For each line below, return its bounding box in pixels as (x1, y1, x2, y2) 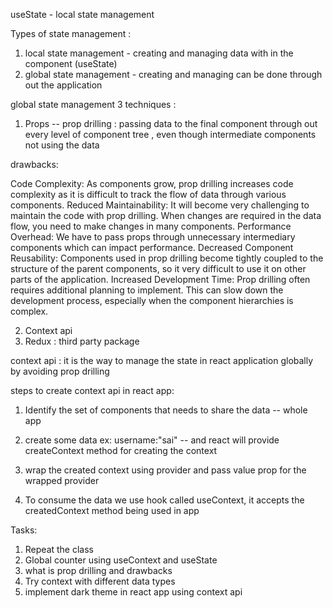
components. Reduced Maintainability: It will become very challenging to (10, 199, 310, 211)
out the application (24, 79, 103, 91)
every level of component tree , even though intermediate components (24, 129, 317, 140)
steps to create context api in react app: (10, 385, 175, 396)
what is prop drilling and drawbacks (24, 565, 173, 576)
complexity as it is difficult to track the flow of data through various (10, 189, 287, 200)
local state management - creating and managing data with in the (24, 47, 294, 59)
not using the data (24, 139, 100, 151)
